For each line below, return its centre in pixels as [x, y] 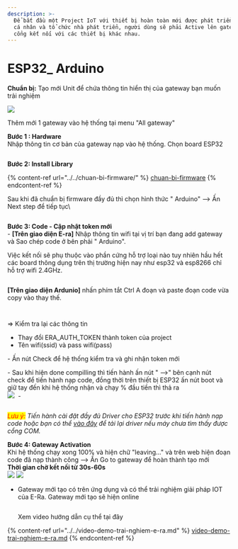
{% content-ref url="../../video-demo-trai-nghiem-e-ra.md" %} [99, 531]
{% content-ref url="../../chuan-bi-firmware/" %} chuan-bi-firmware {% [112, 178]
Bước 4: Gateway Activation [49, 445]
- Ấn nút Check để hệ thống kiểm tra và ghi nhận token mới [93, 359]
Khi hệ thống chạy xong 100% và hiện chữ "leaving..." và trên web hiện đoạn [119, 452]
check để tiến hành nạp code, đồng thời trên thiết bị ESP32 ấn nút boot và [115, 380]
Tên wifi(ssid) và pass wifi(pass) [65, 345]
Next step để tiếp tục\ [39, 207]
